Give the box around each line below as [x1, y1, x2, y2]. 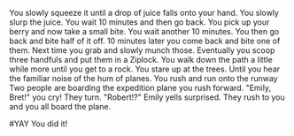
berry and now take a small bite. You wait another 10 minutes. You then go [9, 26, 280, 36]
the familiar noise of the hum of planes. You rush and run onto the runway [9, 73, 278, 83]
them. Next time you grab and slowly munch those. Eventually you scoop [9, 45, 275, 56]
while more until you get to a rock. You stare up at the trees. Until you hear [9, 64, 281, 74]
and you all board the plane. [9, 102, 112, 111]
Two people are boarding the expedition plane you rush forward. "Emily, [9, 83, 272, 93]
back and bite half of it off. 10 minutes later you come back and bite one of [9, 35, 281, 46]
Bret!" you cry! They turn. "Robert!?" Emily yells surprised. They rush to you [9, 92, 285, 102]
